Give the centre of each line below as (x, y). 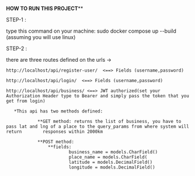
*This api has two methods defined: (58, 111)
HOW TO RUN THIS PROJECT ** (45, 8)
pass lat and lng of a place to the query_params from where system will (98, 126)
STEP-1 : (16, 20)
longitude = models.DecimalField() (112, 167)
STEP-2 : (17, 48)
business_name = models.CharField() (113, 152)
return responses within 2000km (55, 132)
